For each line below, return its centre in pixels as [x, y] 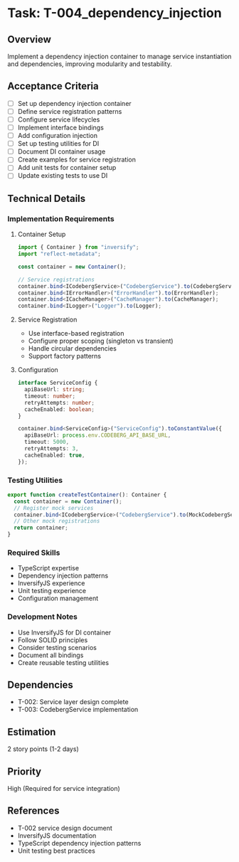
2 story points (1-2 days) [43, 749]
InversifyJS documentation [57, 835]
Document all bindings [51, 655]
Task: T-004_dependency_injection [115, 13]
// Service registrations [56, 280]
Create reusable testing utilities [63, 662]
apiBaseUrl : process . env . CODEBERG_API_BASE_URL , [98, 435]
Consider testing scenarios [57, 647]
